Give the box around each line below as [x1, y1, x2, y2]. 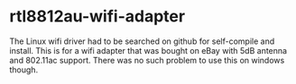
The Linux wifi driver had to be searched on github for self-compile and [9, 36, 275, 46]
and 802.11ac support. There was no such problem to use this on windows [9, 55, 285, 65]
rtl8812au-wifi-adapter [9, 6, 186, 27]
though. [9, 64, 39, 75]
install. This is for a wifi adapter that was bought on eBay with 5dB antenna [9, 45, 287, 55]
